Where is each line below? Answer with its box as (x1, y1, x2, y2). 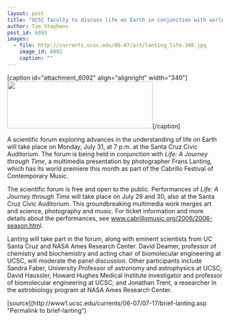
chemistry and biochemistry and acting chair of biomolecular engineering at (7, 249, 221, 257)
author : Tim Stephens (7, 23, 69, 29)
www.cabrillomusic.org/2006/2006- (110, 214, 213, 222)
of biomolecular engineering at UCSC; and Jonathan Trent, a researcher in (7, 278, 217, 287)
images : (7, 36, 29, 43)
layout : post (7, 10, 44, 17)
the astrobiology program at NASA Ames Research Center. (7, 285, 172, 294)
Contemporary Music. (7, 171, 68, 180)
